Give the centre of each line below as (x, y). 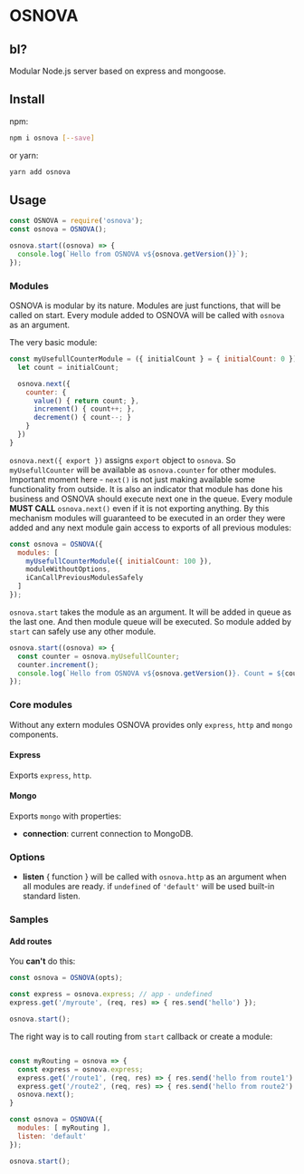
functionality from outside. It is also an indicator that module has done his (146, 489)
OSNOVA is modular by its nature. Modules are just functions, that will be (145, 306)
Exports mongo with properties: (66, 816)
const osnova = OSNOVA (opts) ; (66, 978)
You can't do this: (43, 961)
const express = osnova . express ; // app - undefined (111, 995)
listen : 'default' (52, 1136)
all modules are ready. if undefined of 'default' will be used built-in (148, 887)
